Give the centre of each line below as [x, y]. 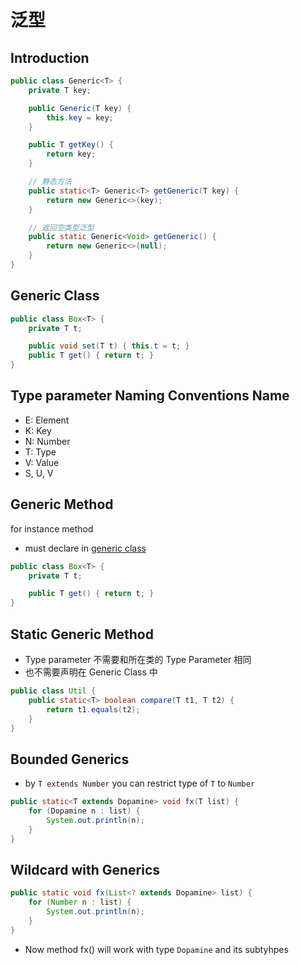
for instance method [52, 528]
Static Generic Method [82, 634]
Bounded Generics [70, 759]
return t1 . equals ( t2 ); [93, 709]
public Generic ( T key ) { [80, 108]
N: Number [47, 441]
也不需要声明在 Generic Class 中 [91, 672]
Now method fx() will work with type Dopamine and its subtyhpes [156, 949]
